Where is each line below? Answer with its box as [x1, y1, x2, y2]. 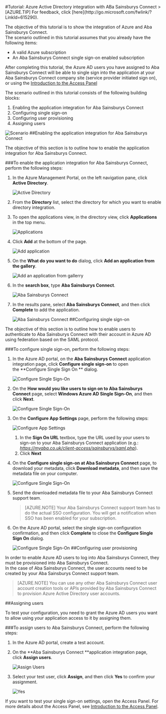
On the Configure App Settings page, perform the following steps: [12, 415, 149, 421]
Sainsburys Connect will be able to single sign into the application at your [5, 69, 155, 75]
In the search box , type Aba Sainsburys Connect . [12, 282, 115, 288]
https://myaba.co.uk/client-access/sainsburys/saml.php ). [19, 445, 138, 451]
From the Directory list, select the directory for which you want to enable [12, 199, 162, 205]
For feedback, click [31, 9, 71, 15]
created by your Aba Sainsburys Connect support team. [5, 571, 119, 576]
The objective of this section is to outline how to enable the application [5, 145, 150, 151]
